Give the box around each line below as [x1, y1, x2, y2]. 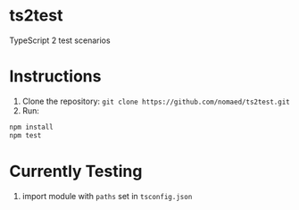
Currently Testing [9, 161, 143, 181]
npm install [9, 122, 54, 131]
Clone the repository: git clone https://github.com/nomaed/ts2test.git [21, 96, 290, 106]
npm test [9, 130, 42, 139]
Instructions [9, 66, 102, 87]
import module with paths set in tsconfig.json [21, 190, 193, 201]
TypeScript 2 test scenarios [9, 35, 111, 46]
